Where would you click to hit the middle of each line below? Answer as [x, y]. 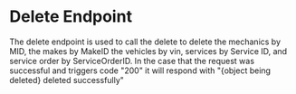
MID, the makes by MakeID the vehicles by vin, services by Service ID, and [148, 51]
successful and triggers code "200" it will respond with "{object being [140, 70]
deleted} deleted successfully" [67, 80]
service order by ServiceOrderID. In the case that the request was [132, 61]
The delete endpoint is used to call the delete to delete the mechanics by [145, 42]
